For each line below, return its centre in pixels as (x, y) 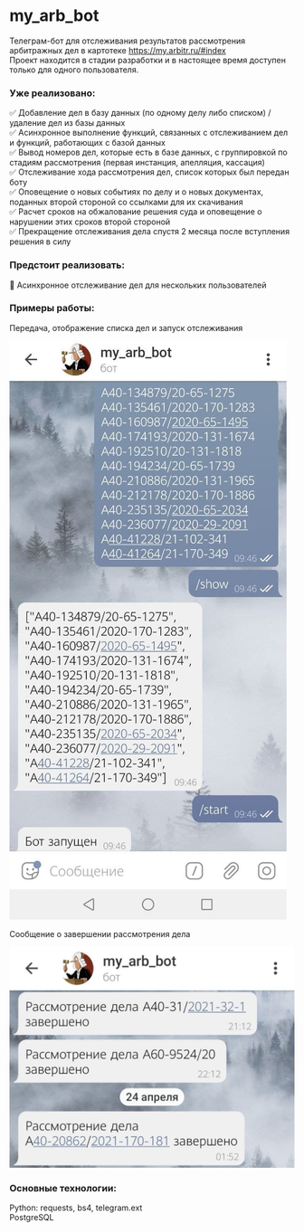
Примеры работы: (52, 308)
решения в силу (40, 242)
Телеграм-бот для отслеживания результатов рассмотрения (128, 41)
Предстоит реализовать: (67, 265)
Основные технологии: (63, 1189)
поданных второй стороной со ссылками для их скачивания (126, 202)
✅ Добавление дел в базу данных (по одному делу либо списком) (138, 113)
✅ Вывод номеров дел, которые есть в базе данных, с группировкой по (148, 152)
